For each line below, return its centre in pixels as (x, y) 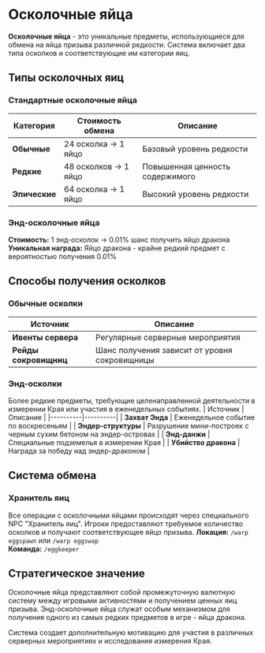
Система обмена (52, 475)
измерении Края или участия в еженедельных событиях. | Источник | (126, 409)
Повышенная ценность (186, 166)
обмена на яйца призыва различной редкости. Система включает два (127, 44)
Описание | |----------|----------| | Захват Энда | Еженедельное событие (131, 417)
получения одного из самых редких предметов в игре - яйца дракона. (127, 618)
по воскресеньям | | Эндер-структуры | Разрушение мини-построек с (129, 425)
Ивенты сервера (45, 337)
